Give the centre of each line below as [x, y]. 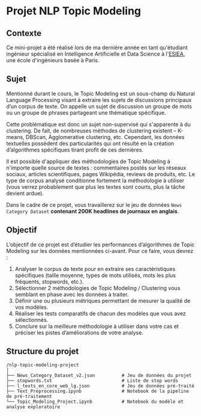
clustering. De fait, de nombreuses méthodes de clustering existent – [91, 131]
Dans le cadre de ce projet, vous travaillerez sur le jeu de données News [94, 204]
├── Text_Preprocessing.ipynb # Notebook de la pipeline [97, 391]
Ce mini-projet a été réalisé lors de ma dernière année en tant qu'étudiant [97, 47]
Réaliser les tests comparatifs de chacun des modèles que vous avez [100, 313]
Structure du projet [43, 352]
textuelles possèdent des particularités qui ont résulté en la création [90, 143]
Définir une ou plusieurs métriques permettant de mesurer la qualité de [103, 300]
